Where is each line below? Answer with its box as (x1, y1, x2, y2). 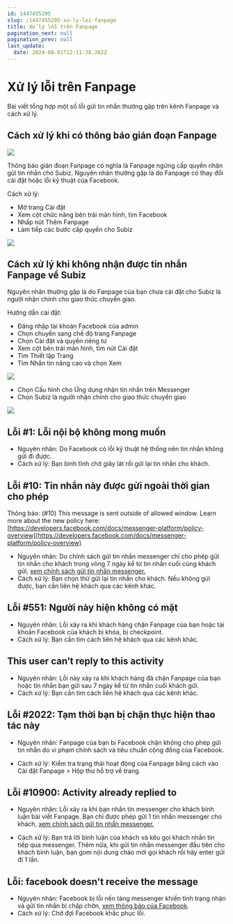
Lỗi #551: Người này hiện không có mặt (7, 602, 179, 613)
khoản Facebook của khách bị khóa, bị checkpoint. (17, 627, 163, 636)
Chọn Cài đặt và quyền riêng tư (17, 337, 107, 345)
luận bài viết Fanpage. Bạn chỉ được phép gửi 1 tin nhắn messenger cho (17, 813, 223, 821)
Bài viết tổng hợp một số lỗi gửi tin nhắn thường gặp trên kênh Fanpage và (7, 102, 219, 110)
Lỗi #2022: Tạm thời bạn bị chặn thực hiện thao (7, 709, 216, 721)
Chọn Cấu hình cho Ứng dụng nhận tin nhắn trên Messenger (17, 386, 191, 394)
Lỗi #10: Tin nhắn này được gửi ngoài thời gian (7, 480, 210, 492)
